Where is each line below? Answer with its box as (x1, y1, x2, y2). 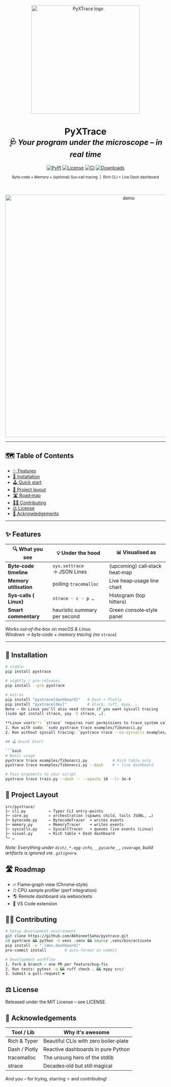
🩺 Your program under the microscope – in (8, 137, 163, 147)
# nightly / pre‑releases (5, 678, 60, 683)
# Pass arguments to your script (5, 772, 76, 777)
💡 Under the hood (56, 550, 101, 557)
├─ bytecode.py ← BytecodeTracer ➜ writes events (5, 818, 124, 823)
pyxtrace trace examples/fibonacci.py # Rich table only (5, 758, 152, 763)
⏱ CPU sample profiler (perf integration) (12, 887, 97, 893)
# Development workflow (5, 957, 56, 962)
